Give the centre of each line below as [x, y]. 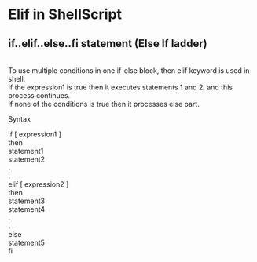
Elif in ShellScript [65, 15]
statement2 [27, 159]
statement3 [27, 201]
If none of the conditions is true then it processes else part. [104, 104]
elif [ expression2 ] [39, 184]
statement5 [27, 242]
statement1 [26, 151]
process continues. [39, 95]
